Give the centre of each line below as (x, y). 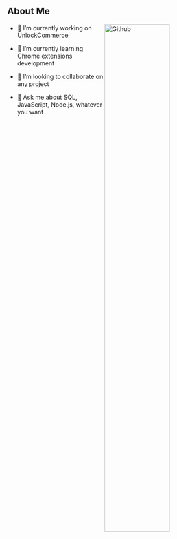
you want (30, 112)
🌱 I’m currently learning (50, 48)
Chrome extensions (45, 56)
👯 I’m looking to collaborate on (60, 76)
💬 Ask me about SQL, (47, 97)
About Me (28, 11)
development (36, 63)
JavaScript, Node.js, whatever (60, 104)
